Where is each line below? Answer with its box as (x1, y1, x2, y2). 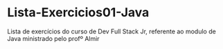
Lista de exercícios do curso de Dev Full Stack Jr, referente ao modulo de (7, 27, 216, 35)
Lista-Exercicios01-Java (7, 5, 150, 20)
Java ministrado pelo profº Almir (7, 34, 100, 42)
